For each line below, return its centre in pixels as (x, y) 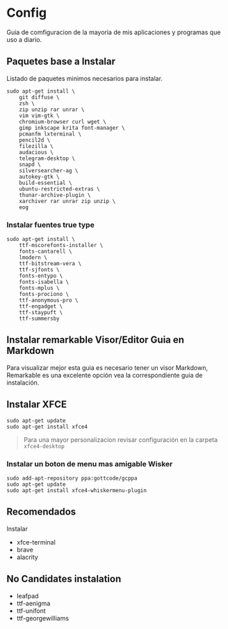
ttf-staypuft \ (41, 313)
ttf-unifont (31, 610)
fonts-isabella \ (44, 282)
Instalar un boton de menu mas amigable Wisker (90, 464)
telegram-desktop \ (47, 158)
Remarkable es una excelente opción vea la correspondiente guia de (105, 375)
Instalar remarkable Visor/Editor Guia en (96, 340)
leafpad (27, 595)
